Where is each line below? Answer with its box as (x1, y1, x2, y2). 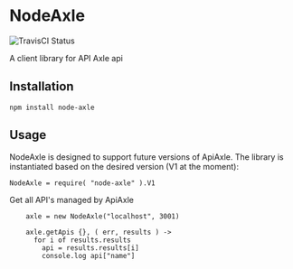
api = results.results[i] (42, 243, 140, 253)
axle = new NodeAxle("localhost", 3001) (25, 211, 180, 221)
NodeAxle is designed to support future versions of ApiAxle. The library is (9, 151, 284, 162)
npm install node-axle (9, 103, 95, 112)
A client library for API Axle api (9, 52, 124, 63)
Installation (9, 79, 74, 95)
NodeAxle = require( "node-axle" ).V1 (9, 178, 156, 188)
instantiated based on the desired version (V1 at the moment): (9, 161, 240, 172)
